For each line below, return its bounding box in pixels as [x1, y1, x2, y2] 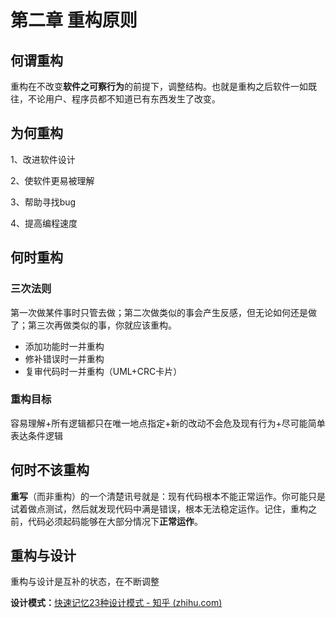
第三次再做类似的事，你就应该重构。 [27, 319, 177, 331]
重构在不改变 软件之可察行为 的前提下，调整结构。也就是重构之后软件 [10, 81, 291, 92]
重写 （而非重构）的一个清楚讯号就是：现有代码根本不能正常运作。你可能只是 [10, 490, 326, 502]
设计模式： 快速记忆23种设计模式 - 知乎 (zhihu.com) [10, 597, 223, 609]
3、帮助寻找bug [10, 196, 77, 208]
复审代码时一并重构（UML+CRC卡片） [24, 365, 183, 377]
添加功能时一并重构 [24, 340, 105, 352]
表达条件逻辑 [10, 429, 63, 441]
